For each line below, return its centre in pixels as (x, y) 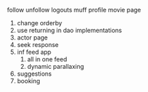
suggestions (34, 74)
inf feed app (34, 52)
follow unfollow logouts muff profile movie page (74, 10)
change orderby (40, 23)
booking (29, 81)
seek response (38, 45)
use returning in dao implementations (69, 30)
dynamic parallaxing (56, 66)
